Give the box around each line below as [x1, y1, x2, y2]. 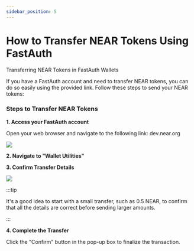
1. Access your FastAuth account [6, 118, 89, 125]
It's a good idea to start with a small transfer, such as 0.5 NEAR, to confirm [6, 197, 187, 204]
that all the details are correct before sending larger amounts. [6, 204, 156, 211]
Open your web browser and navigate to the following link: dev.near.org [6, 129, 180, 136]
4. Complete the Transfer [6, 227, 69, 234]
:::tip [6, 186, 17, 193]
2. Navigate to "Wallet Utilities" [6, 152, 85, 159]
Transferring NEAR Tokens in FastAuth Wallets [6, 66, 119, 73]
